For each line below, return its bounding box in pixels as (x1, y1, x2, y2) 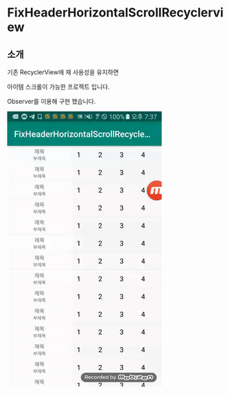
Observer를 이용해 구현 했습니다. (7, 98, 96, 105)
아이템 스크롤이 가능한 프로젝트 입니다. (7, 83, 110, 91)
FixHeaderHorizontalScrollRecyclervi (7, 5, 224, 21)
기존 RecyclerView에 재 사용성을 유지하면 (7, 68, 119, 76)
